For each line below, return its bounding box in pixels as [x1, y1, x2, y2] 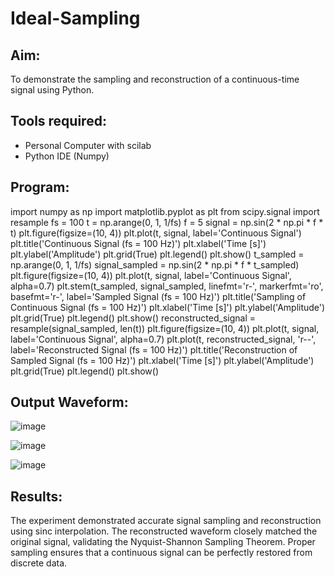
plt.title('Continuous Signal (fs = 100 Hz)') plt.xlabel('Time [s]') [10, 237, 267, 249]
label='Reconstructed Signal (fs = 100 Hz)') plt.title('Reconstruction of [10, 343, 298, 356]
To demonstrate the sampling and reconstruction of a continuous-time [10, 73, 300, 85]
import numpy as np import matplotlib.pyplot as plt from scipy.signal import [10, 205, 320, 217]
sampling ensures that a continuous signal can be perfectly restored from [10, 547, 313, 559]
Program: [10, 179, 70, 196]
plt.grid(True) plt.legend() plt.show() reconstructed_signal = [10, 312, 256, 324]
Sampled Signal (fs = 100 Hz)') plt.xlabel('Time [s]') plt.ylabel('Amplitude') [10, 354, 315, 366]
